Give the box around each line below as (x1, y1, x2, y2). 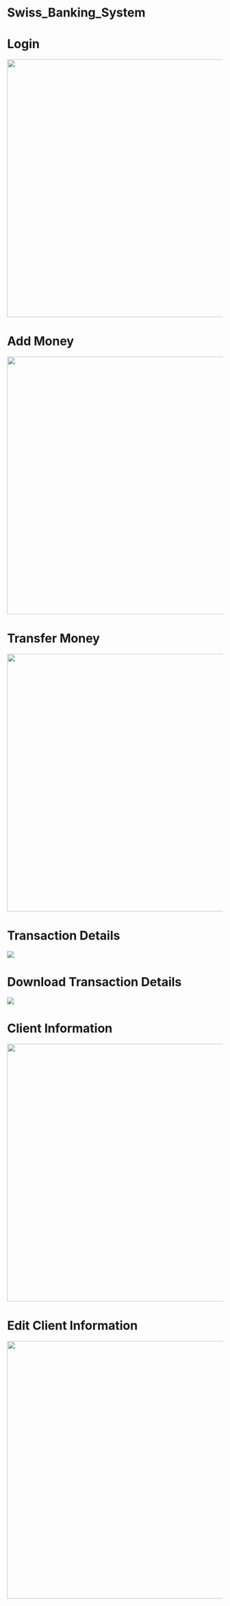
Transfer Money (7, 631, 101, 647)
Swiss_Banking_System (7, 5, 146, 21)
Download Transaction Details (7, 974, 182, 990)
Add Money (7, 333, 74, 349)
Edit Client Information (7, 1318, 138, 1333)
